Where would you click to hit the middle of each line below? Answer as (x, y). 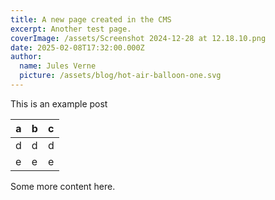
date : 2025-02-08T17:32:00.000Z (77, 47)
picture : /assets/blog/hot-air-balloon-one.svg (120, 76)
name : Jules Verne (58, 66)
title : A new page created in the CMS (91, 19)
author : (26, 57)
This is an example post (59, 103)
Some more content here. (63, 186)
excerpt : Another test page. (71, 29)
